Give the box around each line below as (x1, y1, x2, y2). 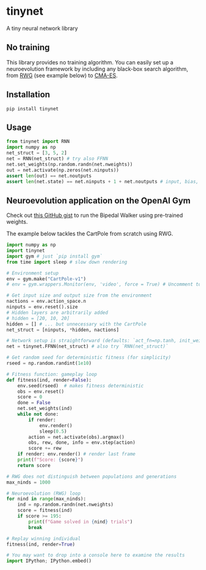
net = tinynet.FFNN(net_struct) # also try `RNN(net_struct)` (6, 343, 169, 350)
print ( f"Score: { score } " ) (17, 457, 84, 463)
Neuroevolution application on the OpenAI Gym (6, 195, 191, 206)
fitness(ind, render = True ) (6, 541, 75, 547)
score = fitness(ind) (17, 507, 72, 514)
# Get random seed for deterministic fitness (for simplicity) (6, 354, 172, 361)
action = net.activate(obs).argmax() (28, 434, 124, 440)
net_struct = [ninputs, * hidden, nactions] (6, 327, 120, 333)
